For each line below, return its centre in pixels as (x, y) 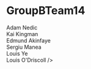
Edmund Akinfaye (28, 40)
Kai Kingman (22, 34)
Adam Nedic (22, 27)
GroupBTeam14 (46, 11)
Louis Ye (17, 53)
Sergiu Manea (24, 47)
